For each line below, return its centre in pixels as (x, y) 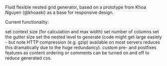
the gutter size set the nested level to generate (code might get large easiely (83, 37)
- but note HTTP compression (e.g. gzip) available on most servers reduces (83, 42)
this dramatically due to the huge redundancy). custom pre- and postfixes (81, 47)
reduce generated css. (28, 58)
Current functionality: (27, 22)
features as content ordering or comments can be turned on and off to (77, 53)
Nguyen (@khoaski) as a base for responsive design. (59, 12)
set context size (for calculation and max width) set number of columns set (82, 32)
